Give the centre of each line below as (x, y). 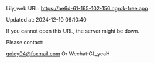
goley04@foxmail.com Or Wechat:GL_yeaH (58, 54)
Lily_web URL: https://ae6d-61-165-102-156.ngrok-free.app (77, 8)
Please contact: (25, 42)
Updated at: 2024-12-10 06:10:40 (46, 20)
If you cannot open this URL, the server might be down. (73, 31)
